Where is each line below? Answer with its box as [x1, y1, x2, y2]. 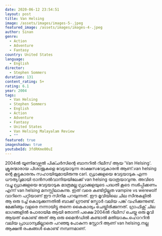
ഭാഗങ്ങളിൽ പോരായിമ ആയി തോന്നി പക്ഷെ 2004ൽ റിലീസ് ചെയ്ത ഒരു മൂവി [5, 209, 154, 215]
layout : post [5, 12, 31, 16]
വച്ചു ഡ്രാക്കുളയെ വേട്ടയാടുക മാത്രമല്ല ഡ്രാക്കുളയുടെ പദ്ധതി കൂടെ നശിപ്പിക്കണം [5, 182, 157, 188]
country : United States [5, 52, 53, 57]
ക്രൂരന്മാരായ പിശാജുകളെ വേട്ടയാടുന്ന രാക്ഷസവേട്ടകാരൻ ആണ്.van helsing [5, 165, 157, 171]
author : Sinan [5, 30, 34, 34]
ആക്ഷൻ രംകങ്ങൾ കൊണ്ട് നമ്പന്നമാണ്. [5, 225, 86, 231]
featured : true [5, 138, 36, 143]
